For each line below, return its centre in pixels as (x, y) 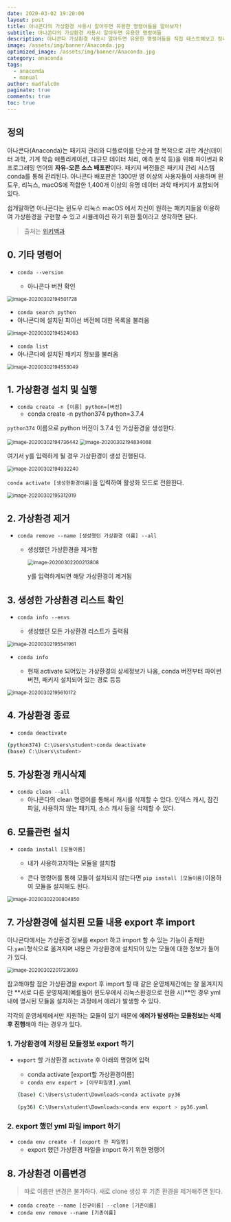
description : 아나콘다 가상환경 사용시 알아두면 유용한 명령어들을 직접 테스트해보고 (111, 39)
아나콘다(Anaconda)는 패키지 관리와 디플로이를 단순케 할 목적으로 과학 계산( (109, 150)
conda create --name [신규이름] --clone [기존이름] (87, 1206)
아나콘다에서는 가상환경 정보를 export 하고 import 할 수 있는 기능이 (97, 940)
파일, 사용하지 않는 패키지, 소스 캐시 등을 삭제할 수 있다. (101, 808)
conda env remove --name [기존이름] (67, 1213)
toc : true (21, 103)
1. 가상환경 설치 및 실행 (52, 389)
